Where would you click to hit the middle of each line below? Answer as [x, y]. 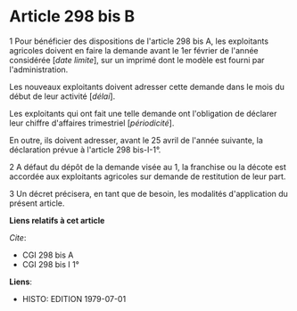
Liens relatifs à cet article [57, 220]
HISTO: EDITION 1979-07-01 [74, 299]
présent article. [37, 203]
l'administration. [39, 70]
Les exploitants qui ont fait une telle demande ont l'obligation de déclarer [143, 113]
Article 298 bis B [72, 16]
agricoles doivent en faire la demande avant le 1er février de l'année [134, 50]
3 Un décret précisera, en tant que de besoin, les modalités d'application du [148, 193]
